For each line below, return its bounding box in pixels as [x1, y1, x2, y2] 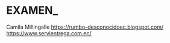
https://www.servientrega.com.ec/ [6, 29, 92, 36]
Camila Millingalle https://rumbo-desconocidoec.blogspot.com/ [6, 23, 164, 30]
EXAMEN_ [6, 4, 58, 17]
